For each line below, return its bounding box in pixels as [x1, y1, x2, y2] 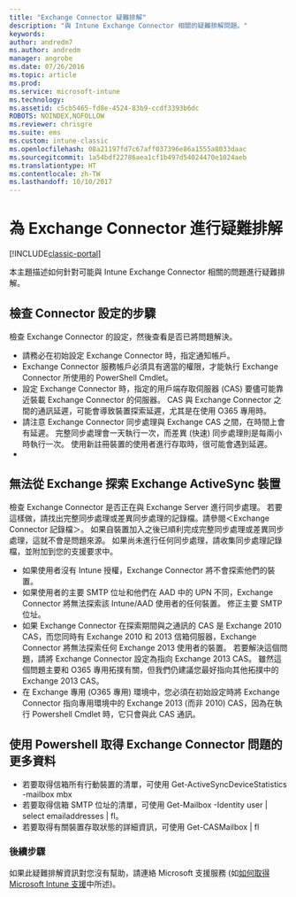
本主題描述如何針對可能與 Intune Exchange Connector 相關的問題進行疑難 [9, 267, 278, 277]
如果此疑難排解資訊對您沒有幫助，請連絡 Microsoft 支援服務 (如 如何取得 [9, 867, 270, 878]
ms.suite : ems [9, 128, 62, 137]
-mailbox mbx [21, 789, 72, 800]
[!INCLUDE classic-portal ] [9, 249, 102, 259]
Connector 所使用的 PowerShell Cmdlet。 [21, 372, 174, 383]
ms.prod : [9, 79, 42, 88]
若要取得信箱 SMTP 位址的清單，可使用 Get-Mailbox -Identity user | [21, 799, 268, 810]
